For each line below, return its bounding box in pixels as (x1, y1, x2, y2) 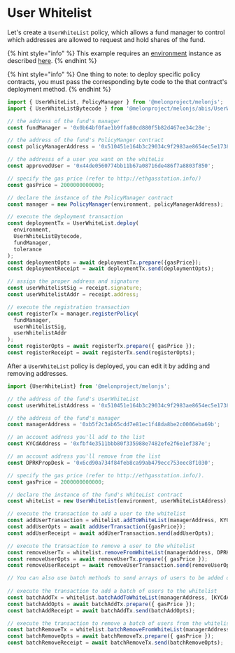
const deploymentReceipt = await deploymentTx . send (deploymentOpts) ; (7, 265, 215, 272)
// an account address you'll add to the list (7, 434, 145, 441)
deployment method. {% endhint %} (7, 85, 111, 93)
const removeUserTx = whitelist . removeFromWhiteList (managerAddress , (7, 549, 215, 556)
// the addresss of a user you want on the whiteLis (7, 156, 164, 163)
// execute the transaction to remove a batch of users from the (7, 619, 201, 627)
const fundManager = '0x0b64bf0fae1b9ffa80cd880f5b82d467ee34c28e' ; (7, 124, 211, 131)
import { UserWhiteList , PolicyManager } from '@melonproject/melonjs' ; (7, 98, 224, 106)
